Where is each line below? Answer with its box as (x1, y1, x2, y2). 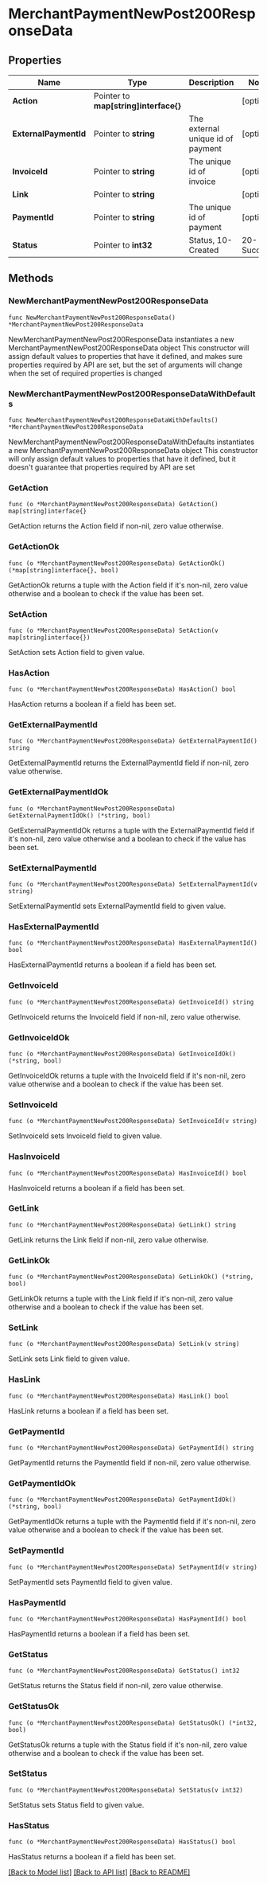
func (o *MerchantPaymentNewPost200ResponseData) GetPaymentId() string (8, 1444, 254, 1453)
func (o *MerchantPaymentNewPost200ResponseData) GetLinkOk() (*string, (8, 1273, 254, 1281)
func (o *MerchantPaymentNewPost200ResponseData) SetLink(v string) (8, 1340, 240, 1348)
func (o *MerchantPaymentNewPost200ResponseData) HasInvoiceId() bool (8, 1169, 247, 1177)
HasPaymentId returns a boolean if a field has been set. (8, 1629, 191, 1638)
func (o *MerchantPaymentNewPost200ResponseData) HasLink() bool (8, 1392, 229, 1400)
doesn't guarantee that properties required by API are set (8, 462, 195, 472)
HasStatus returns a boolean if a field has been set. (8, 1852, 176, 1862)
